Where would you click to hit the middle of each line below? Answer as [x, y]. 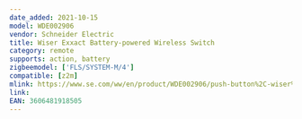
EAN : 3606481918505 [46, 101]
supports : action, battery [60, 59]
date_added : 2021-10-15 [54, 17]
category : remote [42, 51]
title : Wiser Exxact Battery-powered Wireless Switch [112, 42]
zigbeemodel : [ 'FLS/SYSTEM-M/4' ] [72, 68]
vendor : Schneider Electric [62, 34]
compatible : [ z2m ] [44, 76]
